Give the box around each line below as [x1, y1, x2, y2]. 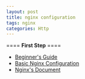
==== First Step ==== [6, 42, 61, 49]
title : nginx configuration [6, 14, 76, 20]
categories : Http [6, 25, 49, 32]
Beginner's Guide [14, 53, 58, 60]
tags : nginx [6, 20, 36, 26]
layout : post [6, 8, 39, 15]
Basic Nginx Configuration [14, 60, 80, 67]
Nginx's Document [14, 66, 61, 74]
